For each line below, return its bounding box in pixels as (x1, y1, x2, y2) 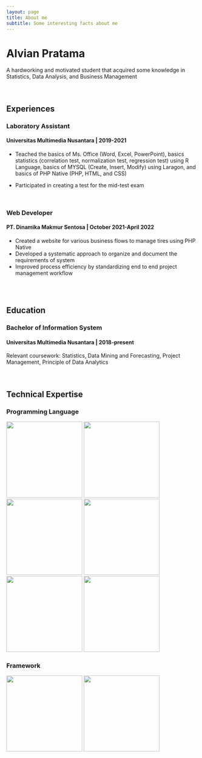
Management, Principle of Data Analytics (6, 358, 109, 366)
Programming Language (6, 407, 79, 416)
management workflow (15, 269, 73, 277)
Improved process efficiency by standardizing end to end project (15, 263, 177, 270)
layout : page (6, 9, 39, 15)
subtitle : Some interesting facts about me (6, 20, 118, 26)
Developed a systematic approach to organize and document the (15, 250, 178, 257)
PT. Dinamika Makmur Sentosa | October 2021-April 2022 (6, 223, 155, 231)
